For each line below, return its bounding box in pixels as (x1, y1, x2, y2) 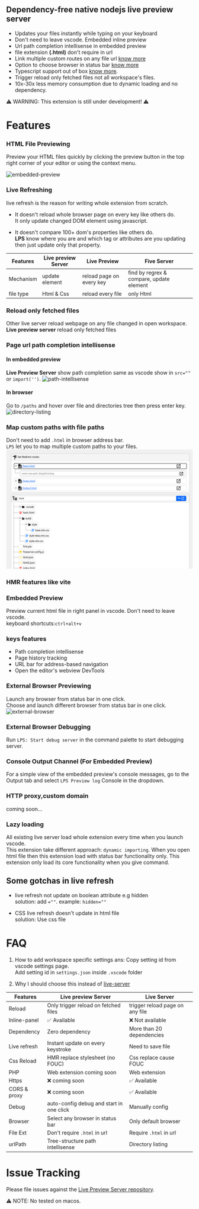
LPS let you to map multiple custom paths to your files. (6, 443, 138, 450)
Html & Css (42, 290, 69, 297)
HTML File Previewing (6, 139, 70, 148)
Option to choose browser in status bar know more (14, 61, 139, 68)
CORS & (8, 1086, 28, 1093)
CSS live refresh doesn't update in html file (14, 909, 120, 916)
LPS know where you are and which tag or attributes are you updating (14, 235, 186, 242)
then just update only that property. (14, 241, 101, 248)
